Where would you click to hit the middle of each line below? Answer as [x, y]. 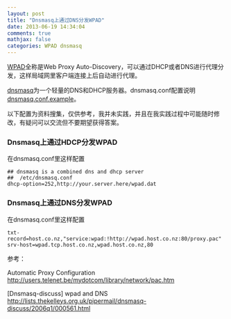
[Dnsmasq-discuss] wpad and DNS [58, 293]
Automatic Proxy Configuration [51, 272]
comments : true [29, 33]
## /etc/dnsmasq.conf [40, 178]
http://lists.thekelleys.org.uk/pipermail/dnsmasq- [77, 301]
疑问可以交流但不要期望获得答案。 [74, 122]
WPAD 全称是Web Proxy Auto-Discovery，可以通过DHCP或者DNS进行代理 [113, 67]
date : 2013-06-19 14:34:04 [46, 26]
